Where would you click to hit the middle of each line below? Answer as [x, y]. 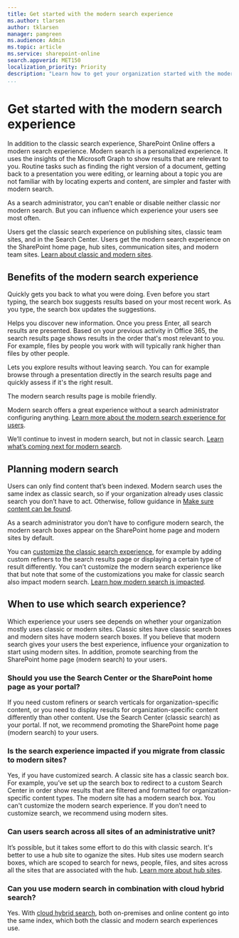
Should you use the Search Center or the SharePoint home [110, 678]
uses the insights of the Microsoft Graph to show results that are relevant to [118, 159]
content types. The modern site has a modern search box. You [124, 798]
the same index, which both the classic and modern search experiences [113, 921]
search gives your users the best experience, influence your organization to [118, 644]
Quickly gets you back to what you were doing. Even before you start [108, 294]
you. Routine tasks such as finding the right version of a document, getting [117, 166]
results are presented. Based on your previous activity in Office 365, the [113, 331]
